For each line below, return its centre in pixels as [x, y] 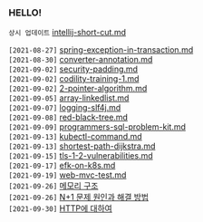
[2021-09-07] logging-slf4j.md [65, 108]
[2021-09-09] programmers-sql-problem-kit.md [97, 127]
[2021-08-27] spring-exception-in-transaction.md [101, 50]
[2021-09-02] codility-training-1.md [74, 79]
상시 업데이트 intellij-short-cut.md [68, 33]
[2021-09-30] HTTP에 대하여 [60, 208]
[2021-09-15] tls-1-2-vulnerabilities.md [81, 156]
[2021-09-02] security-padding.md [73, 69]
